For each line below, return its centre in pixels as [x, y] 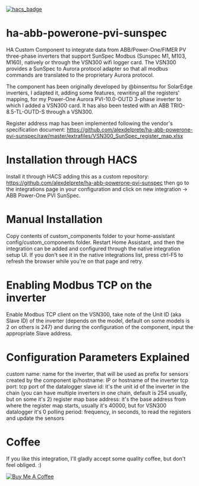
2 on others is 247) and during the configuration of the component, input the [100, 327]
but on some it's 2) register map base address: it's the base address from [96, 399]
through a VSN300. [70, 112]
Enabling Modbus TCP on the [79, 285]
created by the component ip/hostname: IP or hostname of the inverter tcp [97, 380]
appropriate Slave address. [39, 333]
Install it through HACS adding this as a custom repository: [78, 176]
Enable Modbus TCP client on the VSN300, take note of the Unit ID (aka [94, 314]
